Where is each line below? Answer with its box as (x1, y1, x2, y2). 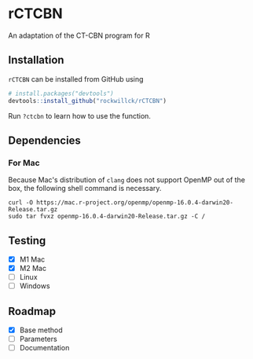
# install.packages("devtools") (8, 90, 114, 97)
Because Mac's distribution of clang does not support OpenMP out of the (8, 175, 246, 185)
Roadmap (8, 304, 57, 318)
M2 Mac (19, 264, 47, 273)
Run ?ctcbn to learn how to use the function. (8, 111, 152, 120)
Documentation (19, 343, 70, 353)
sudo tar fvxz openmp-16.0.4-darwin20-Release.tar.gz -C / (8, 213, 206, 221)
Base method (19, 325, 63, 335)
